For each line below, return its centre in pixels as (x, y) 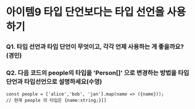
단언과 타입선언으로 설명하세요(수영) (54, 82)
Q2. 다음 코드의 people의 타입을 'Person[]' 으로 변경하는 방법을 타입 (98, 73)
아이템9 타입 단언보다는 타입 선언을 (85, 12)
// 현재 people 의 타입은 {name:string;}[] (56, 101)
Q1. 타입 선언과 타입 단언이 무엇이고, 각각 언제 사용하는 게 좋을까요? (95, 47)
